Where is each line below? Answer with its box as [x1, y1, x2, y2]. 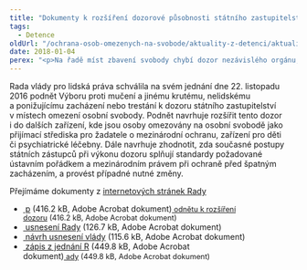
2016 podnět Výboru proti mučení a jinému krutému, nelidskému [9, 90, 251, 101]
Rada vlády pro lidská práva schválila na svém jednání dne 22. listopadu [9, 81, 281, 91]
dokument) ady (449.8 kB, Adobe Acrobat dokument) [22, 251, 210, 261]
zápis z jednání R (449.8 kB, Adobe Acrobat [25, 241, 190, 252]
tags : [9, 22, 30, 31]
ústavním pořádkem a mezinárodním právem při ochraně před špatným [9, 159, 277, 169]
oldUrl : [9, 38, 39, 48]
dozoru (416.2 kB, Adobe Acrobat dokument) [22, 213, 177, 223]
